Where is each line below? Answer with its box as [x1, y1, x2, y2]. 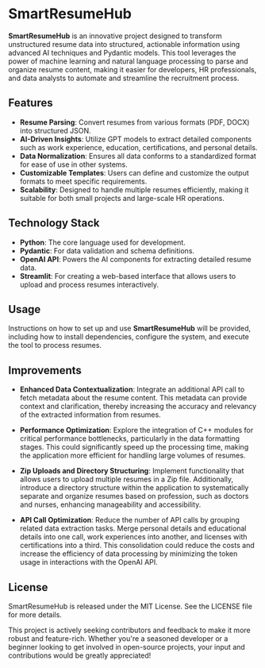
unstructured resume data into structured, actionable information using [8, 39, 240, 48]
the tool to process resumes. [8, 341, 102, 350]
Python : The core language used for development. [19, 237, 186, 247]
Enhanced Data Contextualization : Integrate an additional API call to [19, 384, 245, 394]
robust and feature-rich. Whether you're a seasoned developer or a [8, 634, 229, 643]
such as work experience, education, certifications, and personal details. [19, 142, 258, 152]
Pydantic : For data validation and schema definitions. [19, 245, 195, 255]
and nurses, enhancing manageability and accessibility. [19, 500, 202, 509]
